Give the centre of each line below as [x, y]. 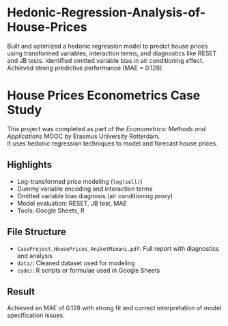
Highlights [30, 165]
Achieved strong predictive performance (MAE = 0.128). [85, 68]
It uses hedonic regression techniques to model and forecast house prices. [113, 143]
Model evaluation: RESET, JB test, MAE [72, 203]
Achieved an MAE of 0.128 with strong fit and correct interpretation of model [114, 308]
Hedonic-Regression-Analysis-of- [106, 13]
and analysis [34, 256]
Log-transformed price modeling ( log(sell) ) [80, 181]
